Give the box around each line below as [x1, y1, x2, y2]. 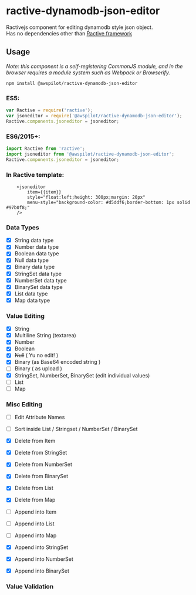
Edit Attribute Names [14, 414, 65, 421]
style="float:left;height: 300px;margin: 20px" [27, 194, 146, 200]
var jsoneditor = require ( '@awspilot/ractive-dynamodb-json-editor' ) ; [6, 113, 183, 119]
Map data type [14, 297, 50, 304]
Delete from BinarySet [14, 473, 69, 480]
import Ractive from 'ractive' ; [6, 146, 85, 152]
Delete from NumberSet [14, 461, 72, 468]
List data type [14, 290, 48, 297]
